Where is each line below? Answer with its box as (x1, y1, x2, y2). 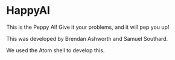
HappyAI (6, 4, 50, 17)
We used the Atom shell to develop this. (6, 46, 105, 54)
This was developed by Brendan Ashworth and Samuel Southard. (6, 35, 168, 42)
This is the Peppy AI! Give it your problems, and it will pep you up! (6, 23, 170, 31)
